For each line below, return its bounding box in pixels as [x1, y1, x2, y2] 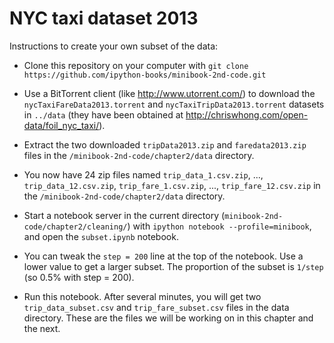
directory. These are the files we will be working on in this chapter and [23, 312, 314, 324]
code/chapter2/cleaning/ [23, 222, 128, 232]
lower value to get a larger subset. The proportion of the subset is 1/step [23, 260, 324, 272]
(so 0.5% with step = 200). [23, 271, 135, 283]
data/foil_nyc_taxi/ [23, 119, 100, 131]
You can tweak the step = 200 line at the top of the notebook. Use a [23, 250, 304, 262]
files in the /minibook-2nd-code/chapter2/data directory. [23, 149, 255, 161]
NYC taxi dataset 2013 [9, 7, 199, 30]
